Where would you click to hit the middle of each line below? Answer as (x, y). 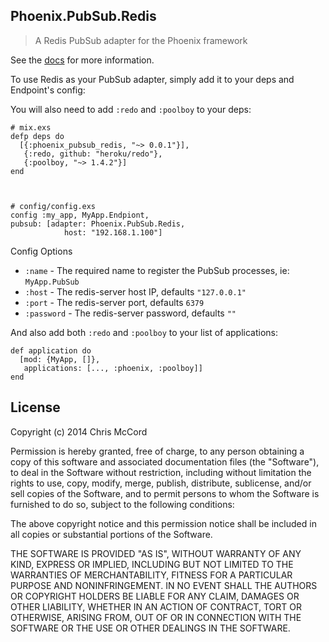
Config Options (41, 251)
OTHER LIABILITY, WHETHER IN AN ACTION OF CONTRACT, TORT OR (156, 606)
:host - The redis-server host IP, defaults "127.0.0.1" (135, 291)
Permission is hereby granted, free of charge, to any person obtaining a (157, 451)
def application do (51, 350)
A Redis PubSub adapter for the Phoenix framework (141, 40)
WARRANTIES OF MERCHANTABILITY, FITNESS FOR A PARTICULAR (151, 575)
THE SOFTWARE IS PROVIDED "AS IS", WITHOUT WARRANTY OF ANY (156, 553)
